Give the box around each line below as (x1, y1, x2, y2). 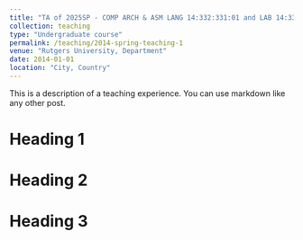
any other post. (9, 97, 66, 108)
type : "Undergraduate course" (9, 30, 124, 39)
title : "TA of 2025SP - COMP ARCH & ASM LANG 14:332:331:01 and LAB (9, 13, 272, 22)
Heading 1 (9, 129, 86, 149)
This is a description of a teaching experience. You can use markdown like (9, 87, 286, 99)
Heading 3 (9, 211, 88, 232)
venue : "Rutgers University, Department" (9, 47, 168, 56)
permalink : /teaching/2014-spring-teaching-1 (9, 38, 183, 48)
